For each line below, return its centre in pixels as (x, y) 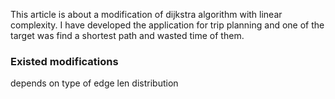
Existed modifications (64, 61)
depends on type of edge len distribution (94, 83)
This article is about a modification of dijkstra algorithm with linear (146, 14)
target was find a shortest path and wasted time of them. (127, 35)
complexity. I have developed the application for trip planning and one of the (167, 25)
